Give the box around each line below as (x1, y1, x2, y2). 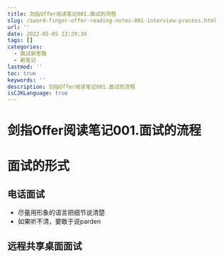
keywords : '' (7, 76, 46, 84)
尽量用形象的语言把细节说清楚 (17, 208, 105, 217)
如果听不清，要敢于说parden (17, 217, 101, 226)
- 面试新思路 (13, 50, 47, 58)
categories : (7, 43, 43, 50)
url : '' (7, 23, 30, 31)
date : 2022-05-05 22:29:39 (7, 30, 87, 38)
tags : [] (7, 37, 33, 44)
